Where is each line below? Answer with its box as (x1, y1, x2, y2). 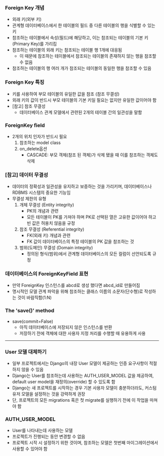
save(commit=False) (12, 318, 54, 324)
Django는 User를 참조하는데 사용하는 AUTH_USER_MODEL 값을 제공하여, (12, 373, 154, 379)
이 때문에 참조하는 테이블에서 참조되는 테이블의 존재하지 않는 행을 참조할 (19, 53, 157, 59)
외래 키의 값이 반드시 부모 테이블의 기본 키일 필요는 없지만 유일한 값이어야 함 (12, 97, 157, 103)
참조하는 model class (19, 140, 61, 145)
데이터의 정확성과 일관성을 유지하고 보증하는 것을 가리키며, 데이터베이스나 (12, 184, 152, 190)
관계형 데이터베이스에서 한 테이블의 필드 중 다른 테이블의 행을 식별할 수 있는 (12, 23, 156, 28)
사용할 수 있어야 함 (12, 446, 48, 452)
